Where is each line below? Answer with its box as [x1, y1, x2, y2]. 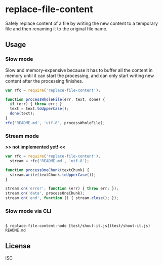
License [5, 242, 31, 250]
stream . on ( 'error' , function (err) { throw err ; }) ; [5, 186, 119, 191]
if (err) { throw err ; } [10, 101, 62, 107]
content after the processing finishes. [5, 78, 84, 84]
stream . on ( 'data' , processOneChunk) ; [5, 191, 85, 196]
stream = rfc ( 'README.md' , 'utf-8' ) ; [10, 158, 90, 163]
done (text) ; [10, 111, 35, 116]
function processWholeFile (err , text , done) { [5, 97, 105, 102]
